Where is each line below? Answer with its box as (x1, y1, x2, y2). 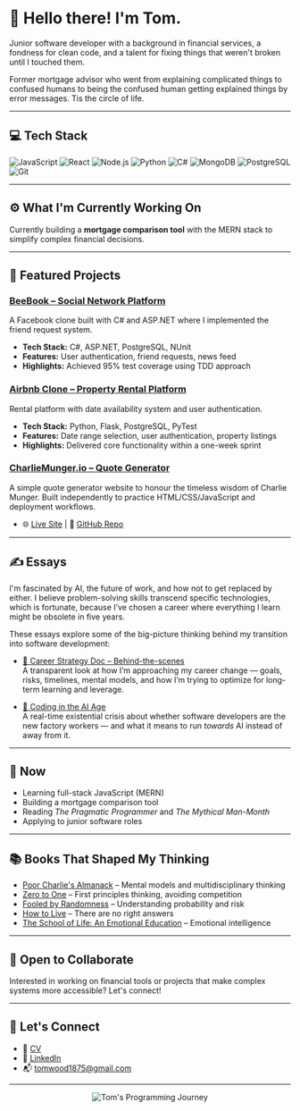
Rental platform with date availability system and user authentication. (9, 403, 263, 414)
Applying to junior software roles (21, 816, 143, 827)
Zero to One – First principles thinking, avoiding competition (21, 889, 243, 900)
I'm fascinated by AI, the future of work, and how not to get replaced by (9, 583, 272, 593)
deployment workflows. (9, 501, 96, 512)
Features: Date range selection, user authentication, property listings (21, 430, 277, 441)
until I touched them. (9, 56, 85, 67)
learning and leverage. (41, 684, 125, 694)
